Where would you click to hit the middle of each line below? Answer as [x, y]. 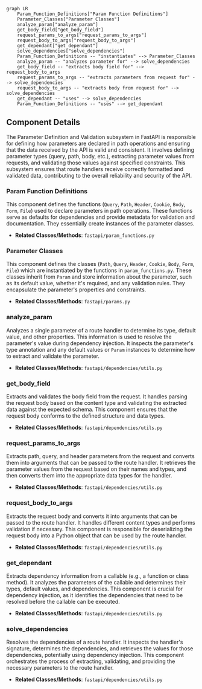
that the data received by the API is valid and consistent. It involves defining [100, 150]
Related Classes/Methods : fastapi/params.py [73, 302]
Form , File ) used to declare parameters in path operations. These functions [99, 211]
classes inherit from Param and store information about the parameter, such [99, 277]
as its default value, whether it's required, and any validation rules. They [96, 283]
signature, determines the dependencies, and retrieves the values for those [100, 649]
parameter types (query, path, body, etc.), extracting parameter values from [100, 156]
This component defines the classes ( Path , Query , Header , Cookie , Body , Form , [100, 264]
